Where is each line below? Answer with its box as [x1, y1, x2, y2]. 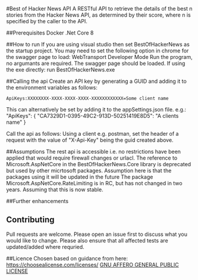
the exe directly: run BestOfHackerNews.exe [6, 66, 115, 73]
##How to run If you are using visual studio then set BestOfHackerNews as [6, 41, 190, 48]
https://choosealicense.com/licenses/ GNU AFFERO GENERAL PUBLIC [6, 261, 180, 268]
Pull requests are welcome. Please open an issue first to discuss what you [6, 231, 188, 238]
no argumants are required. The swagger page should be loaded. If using [6, 60, 186, 67]
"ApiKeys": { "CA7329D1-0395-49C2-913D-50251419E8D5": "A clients [6, 113, 179, 119]
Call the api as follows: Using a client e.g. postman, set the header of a [6, 130, 179, 137]
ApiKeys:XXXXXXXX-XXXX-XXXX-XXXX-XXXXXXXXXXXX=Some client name [6, 95, 169, 101]
